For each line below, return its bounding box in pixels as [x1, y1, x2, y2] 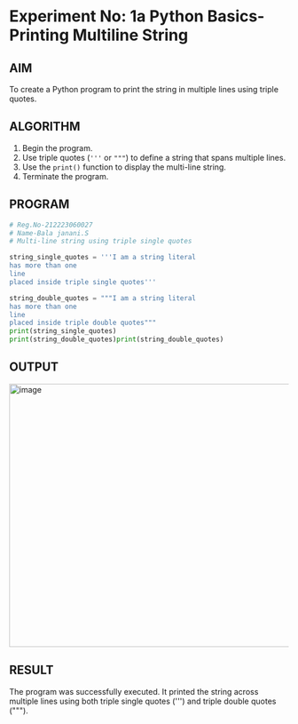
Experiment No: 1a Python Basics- [9, 6, 265, 27]
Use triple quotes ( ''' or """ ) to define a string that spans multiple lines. [21, 152, 286, 163]
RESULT [9, 663, 54, 678]
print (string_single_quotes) [9, 327, 117, 336]
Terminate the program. [21, 171, 109, 181]
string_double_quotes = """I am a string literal [9, 293, 197, 303]
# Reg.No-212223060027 [9, 220, 93, 229]
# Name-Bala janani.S [9, 228, 90, 237]
